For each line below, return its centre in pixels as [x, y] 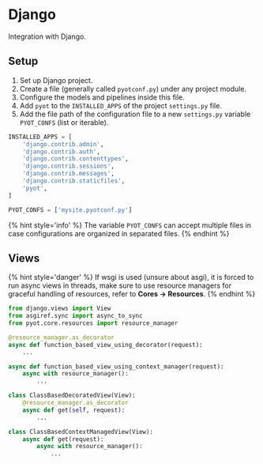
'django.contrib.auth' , [62, 152]
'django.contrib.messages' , [68, 174]
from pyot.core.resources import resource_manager [93, 323]
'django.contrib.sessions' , [68, 166]
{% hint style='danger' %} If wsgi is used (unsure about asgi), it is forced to [131, 277]
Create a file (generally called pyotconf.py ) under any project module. [133, 89]
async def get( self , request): [74, 410]
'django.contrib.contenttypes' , [75, 159]
